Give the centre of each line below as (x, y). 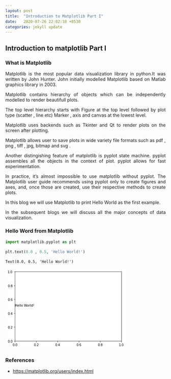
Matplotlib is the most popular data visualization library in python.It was (85, 73)
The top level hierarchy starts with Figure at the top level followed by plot (85, 110)
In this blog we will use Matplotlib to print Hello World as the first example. (83, 202)
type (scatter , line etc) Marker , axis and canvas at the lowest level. (76, 115)
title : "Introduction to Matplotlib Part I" (54, 16)
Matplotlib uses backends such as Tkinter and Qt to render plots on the (85, 125)
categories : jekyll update (34, 27)
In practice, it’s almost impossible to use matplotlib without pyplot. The (85, 176)
